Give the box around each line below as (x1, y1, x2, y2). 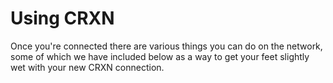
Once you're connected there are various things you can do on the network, (10, 40, 323, 52)
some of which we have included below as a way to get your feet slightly (10, 50, 310, 62)
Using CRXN (10, 7, 115, 30)
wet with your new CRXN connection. (10, 61, 165, 73)
